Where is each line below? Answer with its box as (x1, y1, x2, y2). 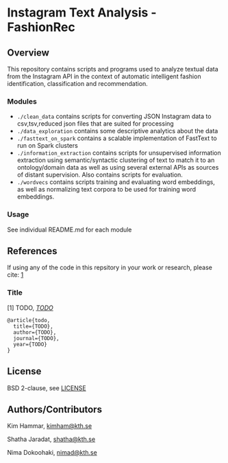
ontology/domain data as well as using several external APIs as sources (16, 163, 219, 172)
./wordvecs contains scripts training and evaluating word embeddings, (16, 178, 216, 186)
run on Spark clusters (16, 142, 79, 150)
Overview (7, 47, 50, 58)
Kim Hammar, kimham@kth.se (7, 422, 92, 430)
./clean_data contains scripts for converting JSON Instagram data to (16, 112, 212, 121)
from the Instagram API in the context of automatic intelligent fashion (7, 72, 201, 80)
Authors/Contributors (7, 403, 103, 415)
